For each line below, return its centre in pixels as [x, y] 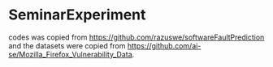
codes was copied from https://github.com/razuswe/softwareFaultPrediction [136, 37]
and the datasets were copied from [67, 45]
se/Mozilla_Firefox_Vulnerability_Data [70, 54]
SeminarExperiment [77, 15]
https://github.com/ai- [164, 45]
